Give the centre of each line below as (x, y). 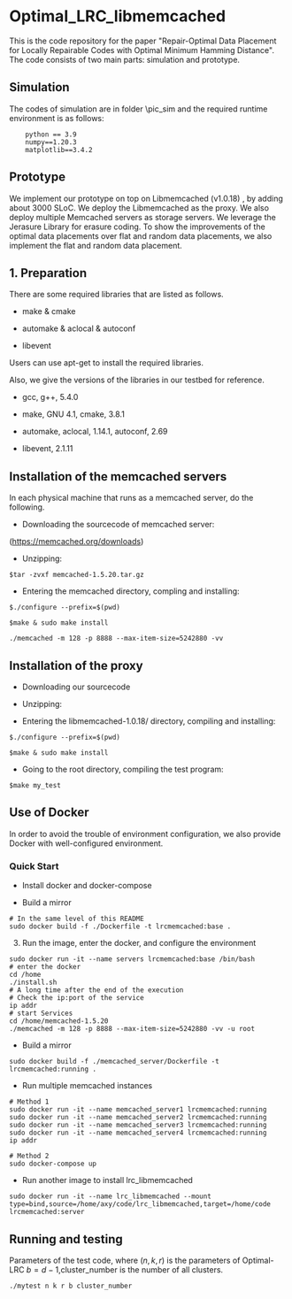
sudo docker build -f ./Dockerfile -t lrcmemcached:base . (120, 926)
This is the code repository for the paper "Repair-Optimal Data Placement (143, 41)
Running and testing (66, 1239)
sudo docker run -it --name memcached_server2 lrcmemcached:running (138, 1118)
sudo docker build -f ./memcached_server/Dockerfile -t (114, 1062)
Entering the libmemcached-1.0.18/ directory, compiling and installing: (149, 721)
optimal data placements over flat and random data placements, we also (141, 235)
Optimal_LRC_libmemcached (118, 16)
